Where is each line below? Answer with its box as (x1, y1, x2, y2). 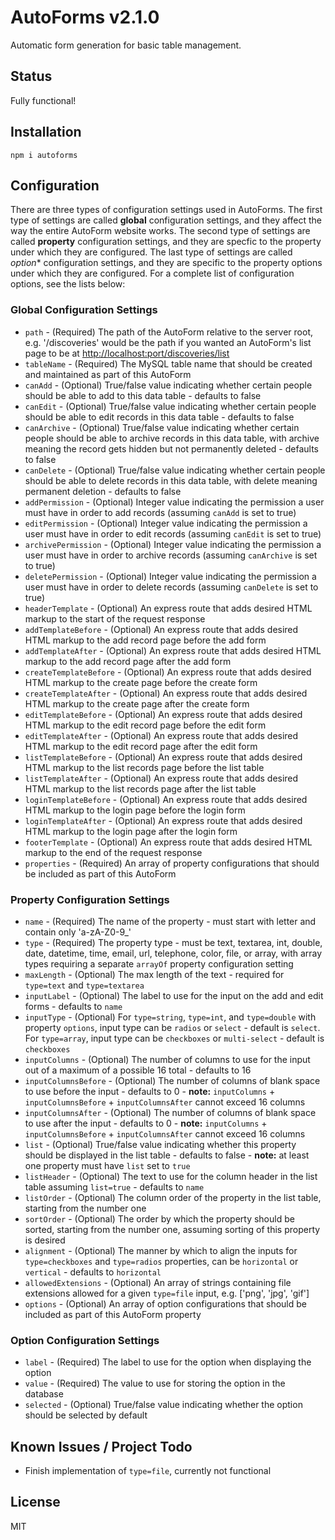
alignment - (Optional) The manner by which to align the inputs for (24, 1244, 298, 1256)
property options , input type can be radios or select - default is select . (24, 1021, 321, 1033)
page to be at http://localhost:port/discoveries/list (24, 347, 230, 359)
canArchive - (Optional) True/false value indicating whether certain (24, 421, 300, 433)
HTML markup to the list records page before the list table (24, 761, 265, 773)
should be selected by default (24, 1409, 148, 1421)
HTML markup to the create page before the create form (24, 676, 258, 688)
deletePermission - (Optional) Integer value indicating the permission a (24, 570, 317, 582)
